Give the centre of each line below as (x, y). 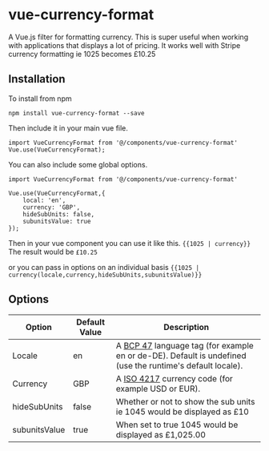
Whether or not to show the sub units (185, 401)
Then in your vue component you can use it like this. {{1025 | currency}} (129, 243)
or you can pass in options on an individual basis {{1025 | (104, 267)
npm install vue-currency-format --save (77, 113)
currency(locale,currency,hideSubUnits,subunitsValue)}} (105, 275)
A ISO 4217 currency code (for (175, 378)
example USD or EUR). (158, 389)
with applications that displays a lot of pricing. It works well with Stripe (124, 45)
